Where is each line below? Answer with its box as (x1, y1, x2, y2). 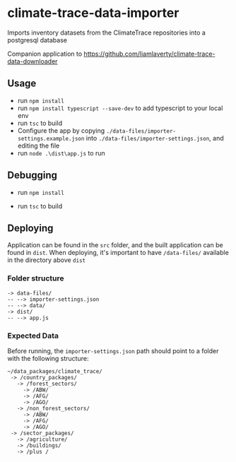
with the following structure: (7, 354, 89, 362)
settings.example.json (17, 135, 85, 142)
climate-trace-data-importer (7, 5, 179, 21)
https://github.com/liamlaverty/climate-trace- (83, 49, 216, 58)
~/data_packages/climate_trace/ (7, 367, 102, 375)
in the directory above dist (7, 256, 86, 264)
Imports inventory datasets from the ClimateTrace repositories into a (7, 28, 206, 37)
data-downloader (7, 57, 58, 65)
